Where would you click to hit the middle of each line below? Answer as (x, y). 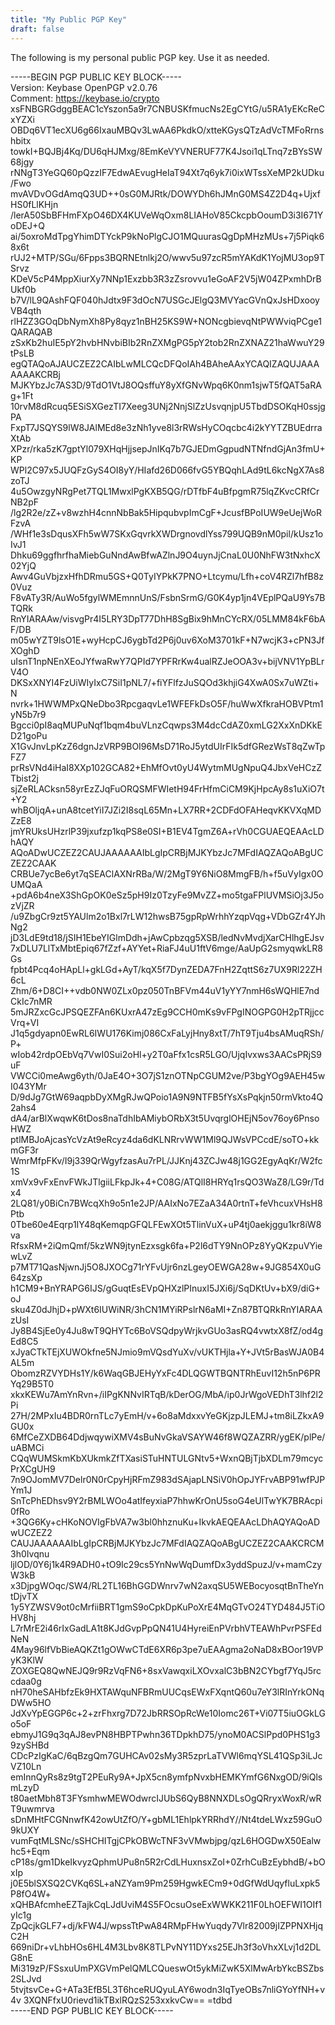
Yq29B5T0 (32, 1383)
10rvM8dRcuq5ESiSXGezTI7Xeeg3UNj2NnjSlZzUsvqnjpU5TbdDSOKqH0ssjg (168, 406)
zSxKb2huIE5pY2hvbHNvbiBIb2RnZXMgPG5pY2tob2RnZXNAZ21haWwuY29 (167, 342)
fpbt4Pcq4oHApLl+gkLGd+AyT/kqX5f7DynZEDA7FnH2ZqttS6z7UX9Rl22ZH (166, 969)
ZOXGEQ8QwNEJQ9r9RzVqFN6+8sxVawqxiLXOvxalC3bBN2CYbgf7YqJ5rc (166, 1670)
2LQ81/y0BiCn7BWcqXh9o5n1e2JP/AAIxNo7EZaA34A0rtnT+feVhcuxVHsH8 (166, 1203)
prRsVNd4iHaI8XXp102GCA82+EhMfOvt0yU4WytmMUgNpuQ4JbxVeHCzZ (166, 767)
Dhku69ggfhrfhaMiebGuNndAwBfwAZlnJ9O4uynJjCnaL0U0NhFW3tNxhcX (165, 555)
